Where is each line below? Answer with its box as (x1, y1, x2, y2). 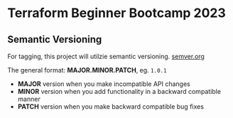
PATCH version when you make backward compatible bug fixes (17, 102, 205, 111)
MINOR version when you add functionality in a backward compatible (17, 87, 222, 95)
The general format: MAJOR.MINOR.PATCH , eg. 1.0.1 (7, 66, 167, 74)
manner (17, 95, 40, 103)
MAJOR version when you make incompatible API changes (17, 80, 190, 88)
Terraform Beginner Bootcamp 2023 (7, 5, 226, 21)
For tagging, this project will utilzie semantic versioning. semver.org (7, 52, 205, 60)
